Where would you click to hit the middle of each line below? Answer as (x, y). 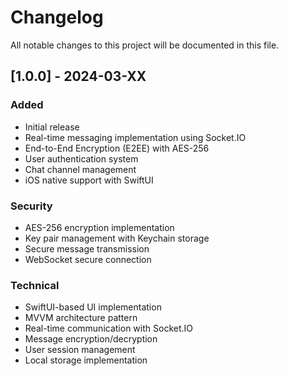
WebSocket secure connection (88, 259)
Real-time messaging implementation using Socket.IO (135, 137)
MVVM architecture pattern (81, 318)
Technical (35, 285)
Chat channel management (80, 169)
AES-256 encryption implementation (99, 227)
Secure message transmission (87, 248)
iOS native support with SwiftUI (89, 180)
